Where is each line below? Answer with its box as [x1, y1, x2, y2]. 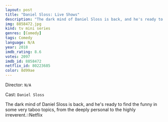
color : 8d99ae [5, 68, 35, 73]
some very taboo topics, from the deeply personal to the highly [5, 106, 136, 112]
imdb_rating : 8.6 [5, 49, 42, 54]
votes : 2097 [5, 54, 30, 59]
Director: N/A [5, 82, 32, 88]
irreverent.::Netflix [5, 112, 43, 118]
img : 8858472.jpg [5, 21, 42, 27]
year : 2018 [5, 45, 28, 50]
